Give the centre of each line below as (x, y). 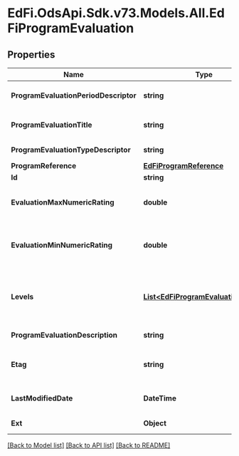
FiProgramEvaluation (71, 28)
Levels (22, 297)
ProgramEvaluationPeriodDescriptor (74, 95)
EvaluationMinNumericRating (62, 245)
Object (155, 423)
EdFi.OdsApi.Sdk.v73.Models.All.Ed (116, 13)
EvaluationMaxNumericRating (63, 202)
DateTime (160, 398)
